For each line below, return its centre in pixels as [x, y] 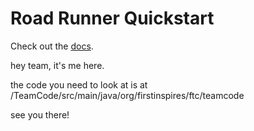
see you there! [40, 114]
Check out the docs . [52, 46]
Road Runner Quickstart [112, 18]
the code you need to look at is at [79, 84]
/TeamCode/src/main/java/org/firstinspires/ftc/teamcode [127, 95]
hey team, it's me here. [57, 65]
